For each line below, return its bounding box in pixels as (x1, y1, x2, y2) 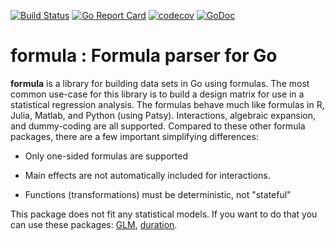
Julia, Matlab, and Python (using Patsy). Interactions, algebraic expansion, (10, 109, 317, 121)
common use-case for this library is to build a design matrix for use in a (10, 88, 305, 100)
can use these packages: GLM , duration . (10, 218, 178, 230)
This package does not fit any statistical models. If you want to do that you (10, 208, 318, 220)
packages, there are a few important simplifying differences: (10, 130, 259, 142)
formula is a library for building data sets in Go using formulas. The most (10, 77, 310, 89)
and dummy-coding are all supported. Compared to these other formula (10, 120, 306, 132)
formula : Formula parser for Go (10, 45, 278, 67)
